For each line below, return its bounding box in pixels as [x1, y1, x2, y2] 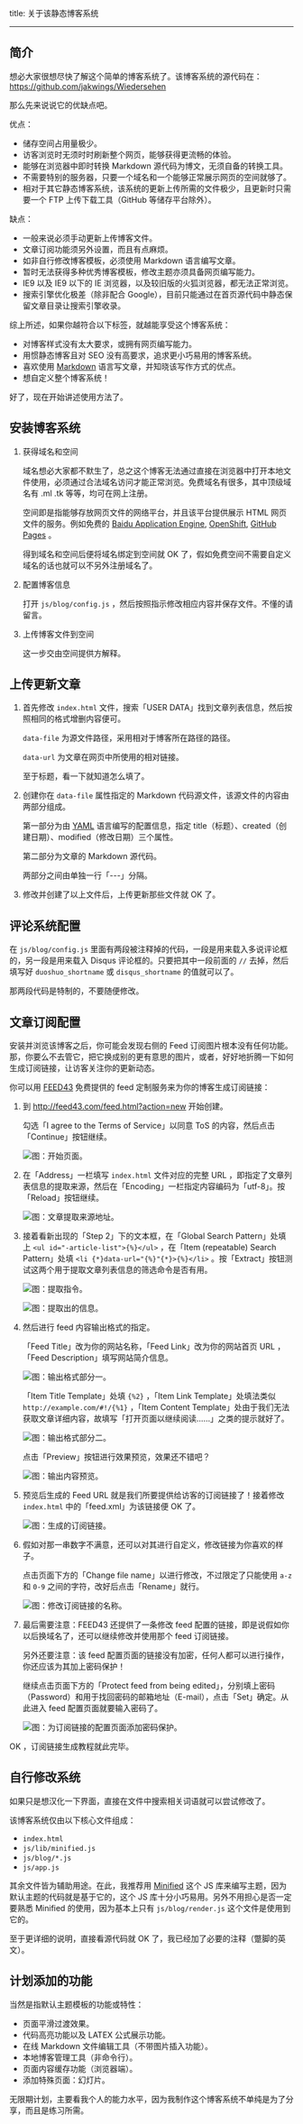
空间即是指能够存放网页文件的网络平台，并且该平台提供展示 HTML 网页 [22, 507, 287, 517]
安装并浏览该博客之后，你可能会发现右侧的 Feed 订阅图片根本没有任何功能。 [9, 1040, 293, 1051]
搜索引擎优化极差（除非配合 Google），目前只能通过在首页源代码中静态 [22, 288, 286, 299]
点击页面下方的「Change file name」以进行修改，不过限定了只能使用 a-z [22, 1570, 293, 1580]
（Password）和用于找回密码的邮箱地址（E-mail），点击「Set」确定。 [22, 1691, 281, 1702]
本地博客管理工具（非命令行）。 [22, 2052, 138, 2063]
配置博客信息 [22, 579, 70, 590]
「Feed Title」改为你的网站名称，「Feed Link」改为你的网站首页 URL [22, 1341, 275, 1352]
